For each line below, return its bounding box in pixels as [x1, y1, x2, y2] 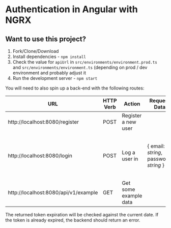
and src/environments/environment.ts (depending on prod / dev [12, 65, 148, 70]
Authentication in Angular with [5, 4, 138, 15]
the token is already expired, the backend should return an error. [5, 217, 140, 223]
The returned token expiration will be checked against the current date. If [5, 212, 159, 217]
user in [122, 155, 138, 162]
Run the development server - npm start [12, 75, 98, 81]
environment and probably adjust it [12, 70, 87, 76]
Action [124, 100, 140, 107]
